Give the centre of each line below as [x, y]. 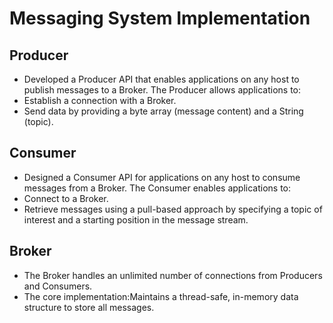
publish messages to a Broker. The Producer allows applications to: [162, 90]
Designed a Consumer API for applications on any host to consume [162, 177]
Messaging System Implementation [160, 18]
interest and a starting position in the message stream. [136, 219]
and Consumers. [58, 286]
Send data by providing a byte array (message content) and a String [163, 111]
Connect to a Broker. [66, 198]
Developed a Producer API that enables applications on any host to [161, 79]
